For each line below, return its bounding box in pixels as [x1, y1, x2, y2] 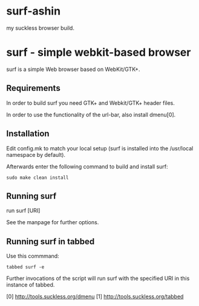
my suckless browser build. [6, 24, 74, 32]
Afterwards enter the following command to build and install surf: [6, 162, 168, 170]
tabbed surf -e [6, 264, 45, 270]
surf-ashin [6, 4, 61, 18]
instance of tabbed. [6, 281, 55, 288]
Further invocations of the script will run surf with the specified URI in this [6, 274, 190, 282]
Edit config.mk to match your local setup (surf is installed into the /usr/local [6, 144, 194, 152]
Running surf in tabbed [6, 236, 95, 247]
